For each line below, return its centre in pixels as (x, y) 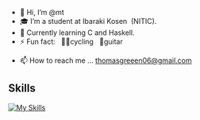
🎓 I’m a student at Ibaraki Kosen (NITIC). (88, 21)
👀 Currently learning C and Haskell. (77, 33)
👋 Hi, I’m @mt (42, 12)
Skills (22, 89)
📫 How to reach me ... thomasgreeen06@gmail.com (106, 60)
